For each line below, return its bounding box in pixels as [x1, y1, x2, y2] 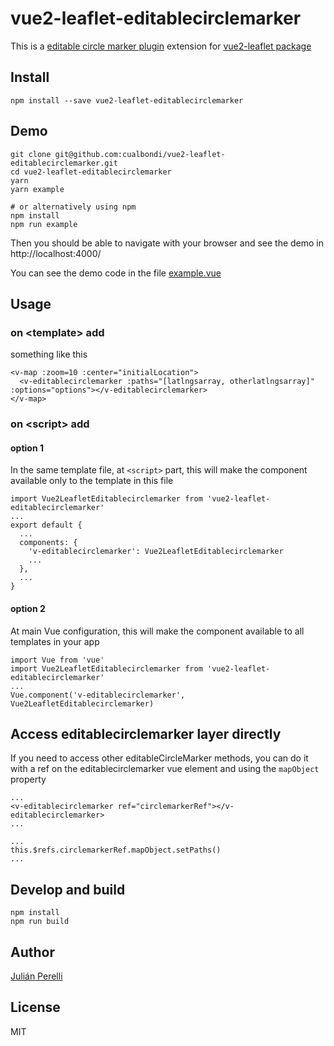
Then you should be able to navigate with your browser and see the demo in [10, 237, 325, 249]
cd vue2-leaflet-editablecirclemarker [10, 167, 172, 177]
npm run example [10, 219, 78, 229]
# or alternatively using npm [10, 202, 137, 212]
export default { [10, 520, 83, 531]
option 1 [10, 442, 44, 454]
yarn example [10, 184, 65, 194]
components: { [19, 538, 78, 548]
